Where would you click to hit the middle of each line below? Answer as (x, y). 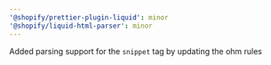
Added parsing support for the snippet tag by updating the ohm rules (136, 51)
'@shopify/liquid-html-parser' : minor (81, 26)
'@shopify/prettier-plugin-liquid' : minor (89, 17)
